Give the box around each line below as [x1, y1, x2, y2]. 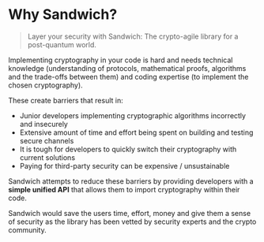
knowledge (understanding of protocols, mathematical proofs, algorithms [8, 63, 247, 73]
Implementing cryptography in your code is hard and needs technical [8, 55, 233, 65]
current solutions [19, 152, 76, 162]
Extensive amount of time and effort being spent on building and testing [19, 128, 254, 137]
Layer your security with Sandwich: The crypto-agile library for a [27, 32, 239, 41]
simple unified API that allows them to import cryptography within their [8, 184, 240, 194]
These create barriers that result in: [8, 95, 124, 105]
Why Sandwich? [8, 6, 118, 24]
